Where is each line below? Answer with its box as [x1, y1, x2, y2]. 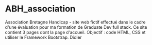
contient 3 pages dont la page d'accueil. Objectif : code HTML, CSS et [5, 29, 146, 35]
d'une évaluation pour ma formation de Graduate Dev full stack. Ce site [5, 24, 147, 30]
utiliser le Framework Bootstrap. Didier [5, 34, 82, 40]
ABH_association [5, 3, 76, 14]
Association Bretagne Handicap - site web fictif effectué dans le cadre [5, 19, 146, 25]
